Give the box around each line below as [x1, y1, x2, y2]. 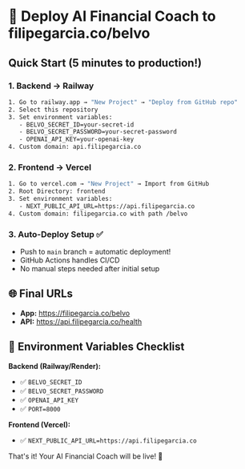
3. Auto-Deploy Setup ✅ [8, 228, 104, 239]
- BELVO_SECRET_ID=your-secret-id [18, 120, 135, 129]
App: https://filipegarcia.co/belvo [19, 308, 131, 318]
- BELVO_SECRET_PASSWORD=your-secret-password [18, 128, 178, 136]
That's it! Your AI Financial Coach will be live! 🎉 [8, 451, 163, 461]
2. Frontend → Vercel [8, 162, 92, 173]
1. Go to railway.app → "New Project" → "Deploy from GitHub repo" [8, 98, 239, 106]
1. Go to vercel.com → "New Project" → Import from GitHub [8, 180, 210, 188]
